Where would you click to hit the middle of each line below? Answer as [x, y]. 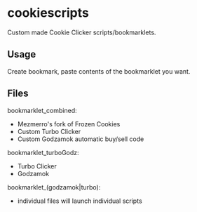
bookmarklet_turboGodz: [43, 152]
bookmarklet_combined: [42, 110]
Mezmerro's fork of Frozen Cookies [69, 124]
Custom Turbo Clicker [49, 131]
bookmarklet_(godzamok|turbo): [54, 187]
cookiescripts [48, 13]
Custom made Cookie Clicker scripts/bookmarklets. [82, 32]
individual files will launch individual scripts [80, 201]
